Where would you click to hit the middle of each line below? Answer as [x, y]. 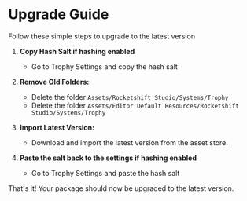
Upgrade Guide [59, 15]
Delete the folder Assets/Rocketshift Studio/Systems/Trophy [130, 97]
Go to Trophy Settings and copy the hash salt [105, 66]
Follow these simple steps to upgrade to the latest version [101, 36]
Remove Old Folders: [54, 82]
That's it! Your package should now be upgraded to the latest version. [121, 188]
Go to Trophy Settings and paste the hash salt [105, 173]
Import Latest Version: [57, 127]
